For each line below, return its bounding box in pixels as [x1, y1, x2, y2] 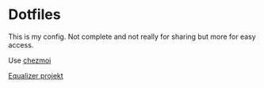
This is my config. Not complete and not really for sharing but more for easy [8, 32, 256, 41]
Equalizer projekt [8, 71, 63, 80]
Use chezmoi [8, 55, 52, 65]
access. [8, 40, 34, 49]
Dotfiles [8, 6, 61, 24]
